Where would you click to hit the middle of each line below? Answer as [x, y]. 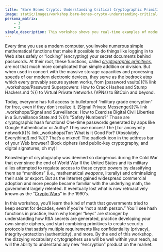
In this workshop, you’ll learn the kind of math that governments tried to [77, 203]
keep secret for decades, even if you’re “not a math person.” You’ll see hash [81, 208]
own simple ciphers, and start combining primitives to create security [74, 224]
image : [12, 14]
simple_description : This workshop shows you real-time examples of [76, 32]
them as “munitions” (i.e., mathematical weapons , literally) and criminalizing [81, 173]
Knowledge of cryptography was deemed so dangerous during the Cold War [81, 158]
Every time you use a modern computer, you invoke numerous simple [74, 46]
